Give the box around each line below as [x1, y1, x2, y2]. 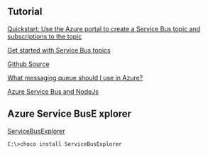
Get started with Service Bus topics [7, 46, 111, 54]
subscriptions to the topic [7, 32, 82, 41]
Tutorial [7, 6, 43, 18]
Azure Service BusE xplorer [7, 108, 132, 120]
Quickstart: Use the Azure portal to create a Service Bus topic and [7, 24, 201, 33]
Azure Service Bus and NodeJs [7, 87, 99, 95]
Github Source [7, 60, 50, 68]
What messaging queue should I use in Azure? [7, 73, 143, 82]
